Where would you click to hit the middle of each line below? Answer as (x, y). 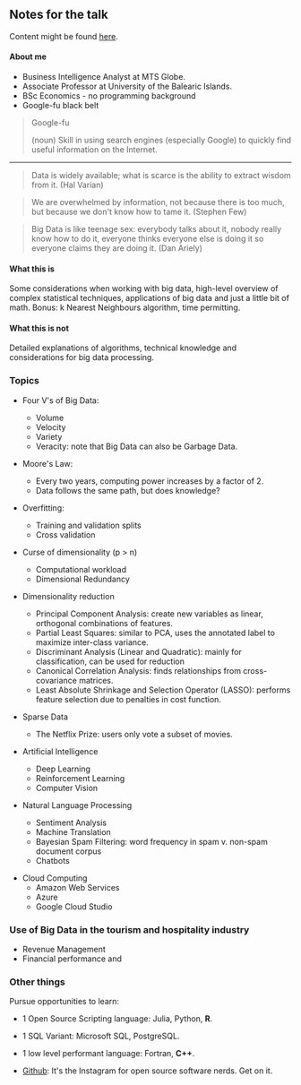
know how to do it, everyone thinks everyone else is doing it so (147, 239)
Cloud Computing (55, 878)
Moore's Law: (47, 463)
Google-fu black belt (60, 106)
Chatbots (52, 860)
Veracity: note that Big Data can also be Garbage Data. (137, 446)
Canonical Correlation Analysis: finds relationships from (138, 670)
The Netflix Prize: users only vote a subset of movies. (134, 734)
